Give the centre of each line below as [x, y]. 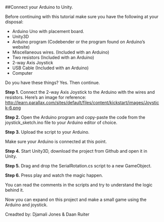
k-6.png [13, 108]
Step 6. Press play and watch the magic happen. [54, 175]
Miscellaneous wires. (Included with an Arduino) [61, 52]
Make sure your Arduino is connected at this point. [56, 141]
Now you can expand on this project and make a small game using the [76, 199]
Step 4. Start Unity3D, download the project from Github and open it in [76, 151]
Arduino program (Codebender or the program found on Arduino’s [79, 42]
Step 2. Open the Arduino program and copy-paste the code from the [75, 117]
